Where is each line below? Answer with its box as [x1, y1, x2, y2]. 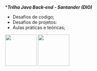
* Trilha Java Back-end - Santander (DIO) [5, 4, 92, 10]
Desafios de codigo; [12, 14, 54, 19]
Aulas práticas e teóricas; [12, 24, 65, 30]
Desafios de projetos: [12, 19, 57, 25]
